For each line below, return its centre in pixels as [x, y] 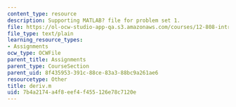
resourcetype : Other [38, 79]
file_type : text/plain [40, 33]
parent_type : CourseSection [48, 66]
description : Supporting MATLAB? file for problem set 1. [94, 20]
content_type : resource [42, 14]
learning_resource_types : [45, 40]
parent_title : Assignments [47, 60]
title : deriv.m [29, 86]
